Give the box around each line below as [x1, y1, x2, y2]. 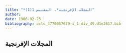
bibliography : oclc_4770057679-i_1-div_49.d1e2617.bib [5, 21, 122, 26]
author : [5, 12, 21, 17]
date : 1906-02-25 [5, 16, 41, 21]
